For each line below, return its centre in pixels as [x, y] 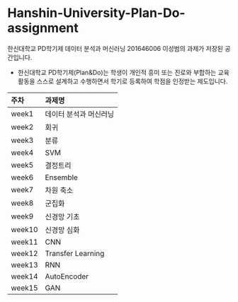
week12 [24, 253]
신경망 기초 [62, 216]
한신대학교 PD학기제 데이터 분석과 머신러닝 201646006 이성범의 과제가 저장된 [115, 48]
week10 [24, 229]
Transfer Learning [75, 253]
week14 [24, 276]
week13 [24, 265]
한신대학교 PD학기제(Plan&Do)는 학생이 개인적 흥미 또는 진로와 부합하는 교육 [124, 72]
